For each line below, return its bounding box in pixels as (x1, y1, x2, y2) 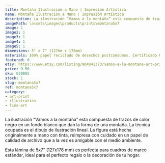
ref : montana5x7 (5, 84, 38, 90)
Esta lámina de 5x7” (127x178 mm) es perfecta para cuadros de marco (5, 147, 147, 153)
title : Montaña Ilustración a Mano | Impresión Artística (5, 7, 126, 12)
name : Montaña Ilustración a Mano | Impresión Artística (5, 12, 124, 17)
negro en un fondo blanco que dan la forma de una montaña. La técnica (5, 122, 151, 128)
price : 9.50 (5, 67, 29, 72)
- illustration (5, 99, 36, 104)
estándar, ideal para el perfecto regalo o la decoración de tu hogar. (5, 152, 140, 158)
